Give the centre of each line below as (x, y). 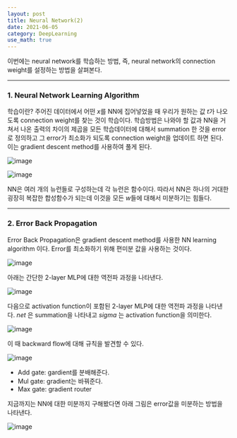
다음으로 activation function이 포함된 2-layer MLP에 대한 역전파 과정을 (106, 306)
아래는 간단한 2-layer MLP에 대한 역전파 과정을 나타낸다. (85, 277)
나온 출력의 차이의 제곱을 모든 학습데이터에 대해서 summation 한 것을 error (123, 129)
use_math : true (30, 40)
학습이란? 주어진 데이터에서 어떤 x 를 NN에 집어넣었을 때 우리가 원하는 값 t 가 (111, 112)
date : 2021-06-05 (33, 27)
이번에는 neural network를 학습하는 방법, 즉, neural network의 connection (111, 61)
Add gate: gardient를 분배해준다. (63, 372)
